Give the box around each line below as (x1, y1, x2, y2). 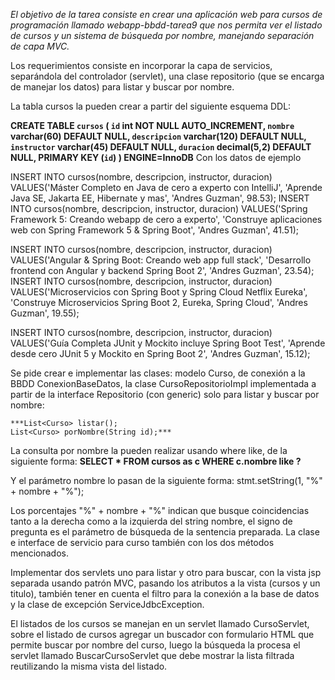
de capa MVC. (10, 40, 70, 52)
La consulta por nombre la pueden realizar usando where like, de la (10, 445, 288, 456)
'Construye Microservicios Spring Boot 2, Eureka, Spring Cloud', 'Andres (10, 297, 308, 308)
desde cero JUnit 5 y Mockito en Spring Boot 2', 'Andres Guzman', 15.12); (10, 348, 311, 359)
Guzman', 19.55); (10, 307, 80, 319)
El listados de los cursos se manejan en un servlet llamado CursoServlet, (10, 618, 310, 629)
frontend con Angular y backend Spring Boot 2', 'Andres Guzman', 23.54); (10, 265, 315, 276)
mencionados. (10, 547, 70, 559)
